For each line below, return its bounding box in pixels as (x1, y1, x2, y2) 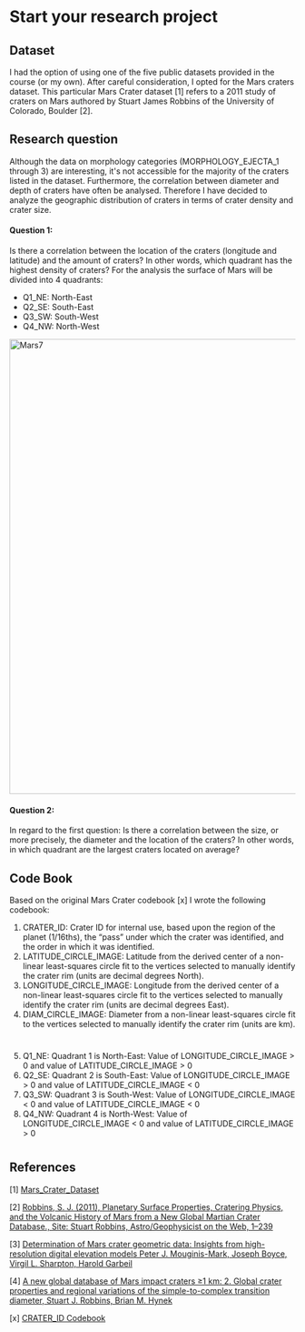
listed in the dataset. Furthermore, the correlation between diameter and (9, 175, 280, 186)
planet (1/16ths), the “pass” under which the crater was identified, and (22, 932, 284, 943)
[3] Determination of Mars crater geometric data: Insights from (9, 1238, 243, 1249)
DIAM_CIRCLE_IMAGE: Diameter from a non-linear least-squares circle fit (22, 1009, 297, 1020)
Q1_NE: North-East (22, 292, 93, 303)
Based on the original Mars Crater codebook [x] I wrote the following (9, 894, 266, 906)
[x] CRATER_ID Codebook (9, 1312, 106, 1323)
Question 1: (9, 225, 54, 236)
